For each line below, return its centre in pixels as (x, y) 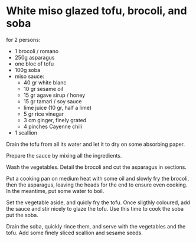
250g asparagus (35, 57)
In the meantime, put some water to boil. (55, 191)
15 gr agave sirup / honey (54, 95)
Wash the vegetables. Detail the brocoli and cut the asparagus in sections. (97, 167)
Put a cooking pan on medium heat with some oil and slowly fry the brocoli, (98, 178)
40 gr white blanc (45, 82)
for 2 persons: (23, 40)
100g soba (27, 70)
